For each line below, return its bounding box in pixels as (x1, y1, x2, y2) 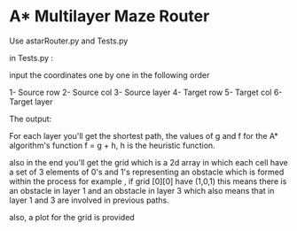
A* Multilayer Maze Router (9, 6, 210, 27)
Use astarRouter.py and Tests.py (9, 35, 129, 46)
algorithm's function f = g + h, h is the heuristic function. (9, 140, 215, 150)
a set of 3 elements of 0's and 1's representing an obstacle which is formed (9, 166, 285, 177)
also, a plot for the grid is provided (9, 212, 135, 222)
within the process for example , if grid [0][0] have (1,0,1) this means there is (9, 175, 287, 187)
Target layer (9, 96, 53, 107)
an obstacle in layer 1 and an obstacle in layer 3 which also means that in (9, 185, 275, 196)
